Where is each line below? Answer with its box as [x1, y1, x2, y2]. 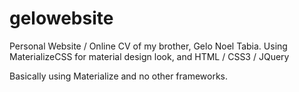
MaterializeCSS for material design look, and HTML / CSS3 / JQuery [9, 50, 290, 62]
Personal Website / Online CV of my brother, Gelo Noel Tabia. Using [9, 40, 288, 52]
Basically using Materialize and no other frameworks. [9, 70, 229, 82]
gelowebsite [9, 7, 114, 30]
